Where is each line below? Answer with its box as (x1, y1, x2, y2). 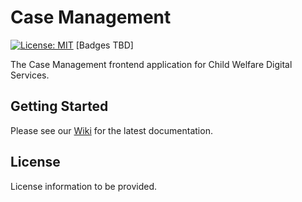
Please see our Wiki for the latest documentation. (10, 124, 213, 136)
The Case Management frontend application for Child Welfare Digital (10, 58, 293, 70)
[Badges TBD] (75, 39, 134, 51)
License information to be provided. (10, 180, 158, 192)
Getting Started (10, 98, 109, 115)
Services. (10, 69, 50, 81)
